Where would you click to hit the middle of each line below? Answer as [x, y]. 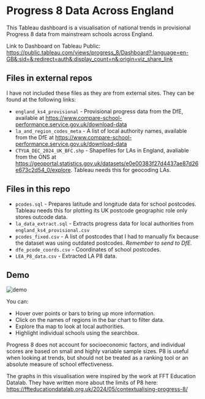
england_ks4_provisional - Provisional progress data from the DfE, [99, 111]
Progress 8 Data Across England [90, 11]
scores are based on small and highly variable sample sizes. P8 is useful [97, 351]
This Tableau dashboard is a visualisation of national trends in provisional [99, 28]
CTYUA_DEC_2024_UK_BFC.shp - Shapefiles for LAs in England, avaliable [102, 150]
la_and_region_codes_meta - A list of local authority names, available [101, 131]
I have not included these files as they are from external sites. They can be [100, 93]
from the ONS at [36, 157]
